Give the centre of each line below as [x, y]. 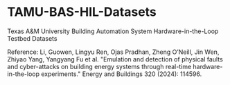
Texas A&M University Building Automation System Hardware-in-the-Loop [113, 31]
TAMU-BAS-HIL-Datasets [82, 12]
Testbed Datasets [32, 38]
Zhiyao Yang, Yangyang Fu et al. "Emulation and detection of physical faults [115, 59]
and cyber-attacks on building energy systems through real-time [99, 66]
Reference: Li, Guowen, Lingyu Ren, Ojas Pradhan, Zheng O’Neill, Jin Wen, [113, 52]
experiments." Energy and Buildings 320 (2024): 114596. [122, 74]
